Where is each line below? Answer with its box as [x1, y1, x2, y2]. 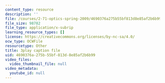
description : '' [5, 12, 38, 17]
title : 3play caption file [5, 48, 60, 53]
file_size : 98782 [5, 21, 41, 26]
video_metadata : [5, 66, 38, 71]
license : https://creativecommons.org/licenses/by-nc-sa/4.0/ [5, 35, 135, 40]
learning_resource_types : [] [5, 30, 65, 35]
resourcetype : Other [5, 43, 48, 48]
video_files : [5, 57, 32, 62]
